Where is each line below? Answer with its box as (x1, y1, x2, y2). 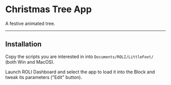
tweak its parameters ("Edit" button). (5, 74, 82, 80)
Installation (5, 40, 42, 49)
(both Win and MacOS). (5, 59, 55, 65)
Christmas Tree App (5, 4, 92, 15)
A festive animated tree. (5, 20, 55, 26)
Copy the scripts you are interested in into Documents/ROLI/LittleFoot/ (5, 53, 154, 60)
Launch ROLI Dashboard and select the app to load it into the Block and (5, 69, 155, 75)
